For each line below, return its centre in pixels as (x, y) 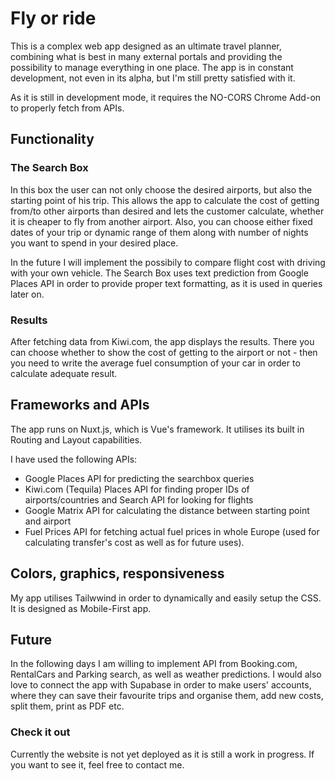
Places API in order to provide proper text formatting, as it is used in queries (166, 283)
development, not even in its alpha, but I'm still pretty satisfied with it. (153, 78)
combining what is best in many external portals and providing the (146, 56)
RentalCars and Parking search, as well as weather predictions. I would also (166, 674)
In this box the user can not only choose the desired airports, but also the (161, 189)
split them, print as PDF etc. (67, 706)
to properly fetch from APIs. (67, 108)
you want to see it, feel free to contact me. (97, 764)
